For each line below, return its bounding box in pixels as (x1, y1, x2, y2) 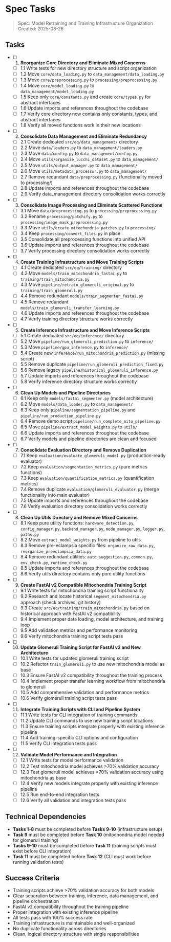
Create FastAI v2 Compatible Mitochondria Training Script (20, 582, 147, 588)
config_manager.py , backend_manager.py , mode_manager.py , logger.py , (20, 526, 165, 532)
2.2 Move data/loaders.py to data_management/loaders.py (20, 144, 142, 151)
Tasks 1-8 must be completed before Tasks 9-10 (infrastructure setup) (12, 826, 163, 832)
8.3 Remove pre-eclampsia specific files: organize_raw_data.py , (20, 542, 155, 549)
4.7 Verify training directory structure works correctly (20, 316, 133, 322)
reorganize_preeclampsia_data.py (20, 549, 92, 554)
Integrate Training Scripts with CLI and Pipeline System (20, 706, 140, 713)
